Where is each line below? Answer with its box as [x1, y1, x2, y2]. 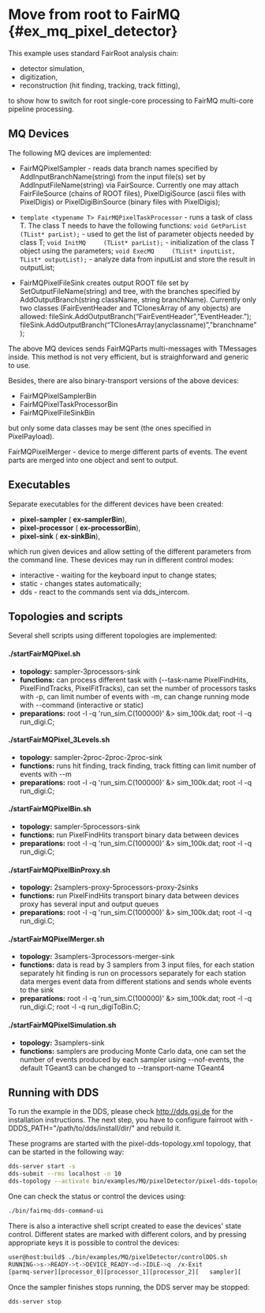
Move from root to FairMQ [8, 6, 181, 24]
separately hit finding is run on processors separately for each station [19, 969, 247, 978]
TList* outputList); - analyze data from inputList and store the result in [19, 254, 256, 264]
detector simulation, [19, 63, 85, 73]
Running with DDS [8, 1085, 99, 1099]
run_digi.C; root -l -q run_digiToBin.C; [19, 1002, 140, 1012]
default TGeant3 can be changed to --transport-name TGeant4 [19, 1063, 225, 1072]
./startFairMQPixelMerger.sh [8, 934, 105, 943]
